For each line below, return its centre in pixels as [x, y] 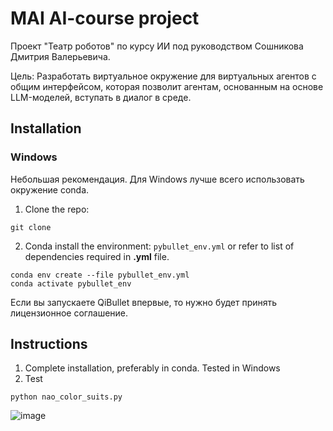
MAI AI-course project [105, 18]
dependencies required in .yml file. [97, 256]
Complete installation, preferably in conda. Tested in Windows [152, 368]
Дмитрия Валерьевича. [60, 56]
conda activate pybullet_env [71, 283]
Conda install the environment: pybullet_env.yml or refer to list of [159, 246]
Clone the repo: [57, 209]
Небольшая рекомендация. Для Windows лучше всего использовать [157, 179]
